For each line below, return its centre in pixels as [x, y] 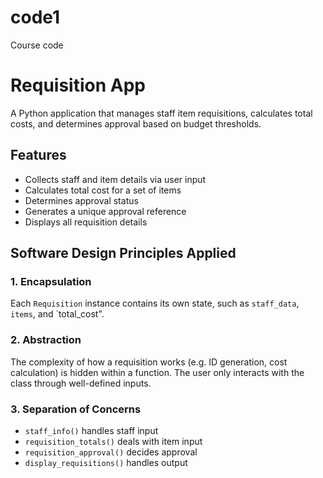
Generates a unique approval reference [105, 211]
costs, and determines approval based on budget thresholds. [136, 123]
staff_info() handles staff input [91, 430]
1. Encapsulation [51, 281]
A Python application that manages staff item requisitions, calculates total [161, 113]
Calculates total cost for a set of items [103, 190]
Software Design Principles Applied [123, 253]
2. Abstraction [46, 340]
